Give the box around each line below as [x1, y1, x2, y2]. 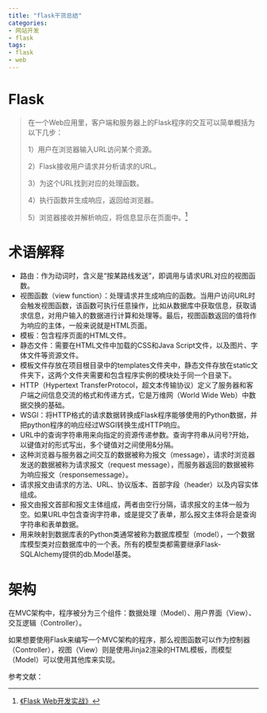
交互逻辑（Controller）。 [8, 618, 87, 628]
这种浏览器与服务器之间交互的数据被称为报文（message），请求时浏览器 [19, 450, 256, 460]
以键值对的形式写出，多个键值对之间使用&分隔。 [19, 440, 178, 450]
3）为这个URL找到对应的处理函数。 [27, 178, 144, 188]
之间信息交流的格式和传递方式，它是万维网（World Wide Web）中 [33, 391, 250, 400]
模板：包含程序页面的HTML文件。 [19, 331, 131, 341]
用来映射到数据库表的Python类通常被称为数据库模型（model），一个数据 [19, 530, 256, 540]
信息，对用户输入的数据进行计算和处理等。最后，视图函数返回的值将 [26, 311, 250, 321]
